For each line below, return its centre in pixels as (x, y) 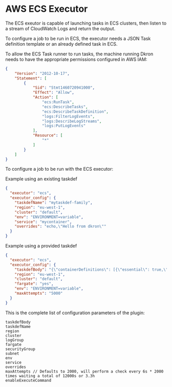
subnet (12, 353)
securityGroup (20, 349)
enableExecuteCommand (28, 380)
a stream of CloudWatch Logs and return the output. (60, 28)
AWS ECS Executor (47, 9)
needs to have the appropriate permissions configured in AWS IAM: (76, 59)
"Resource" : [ (48, 136)
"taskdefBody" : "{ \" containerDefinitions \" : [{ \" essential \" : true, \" (91, 270)
